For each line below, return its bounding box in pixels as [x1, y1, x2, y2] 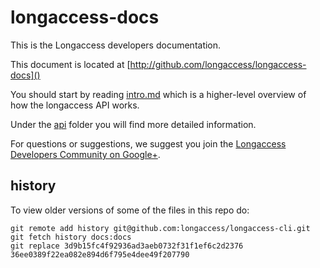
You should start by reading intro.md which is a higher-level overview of [10, 88, 307, 100]
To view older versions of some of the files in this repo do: [10, 204, 250, 216]
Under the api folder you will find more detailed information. [10, 118, 257, 130]
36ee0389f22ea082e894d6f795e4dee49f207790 [10, 249, 190, 260]
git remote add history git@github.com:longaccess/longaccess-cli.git [10, 223, 311, 233]
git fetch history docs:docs [10, 232, 132, 242]
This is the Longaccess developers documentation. [10, 39, 222, 51]
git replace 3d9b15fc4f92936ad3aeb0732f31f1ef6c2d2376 [10, 241, 244, 251]
